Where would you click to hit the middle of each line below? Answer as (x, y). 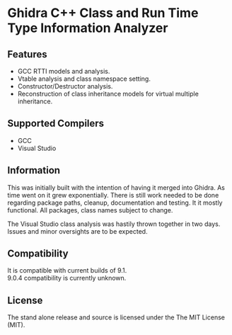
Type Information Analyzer (88, 28)
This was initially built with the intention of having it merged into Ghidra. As (116, 187)
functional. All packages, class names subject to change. (90, 210)
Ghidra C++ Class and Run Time (103, 13)
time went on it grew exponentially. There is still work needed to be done (113, 195)
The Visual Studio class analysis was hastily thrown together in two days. (114, 224)
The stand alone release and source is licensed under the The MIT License (116, 317)
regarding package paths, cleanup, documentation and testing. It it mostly (115, 203)
